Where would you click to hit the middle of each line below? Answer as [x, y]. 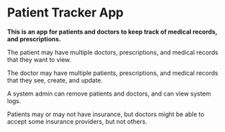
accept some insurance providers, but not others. [77, 121]
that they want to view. [39, 59]
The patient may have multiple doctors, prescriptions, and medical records [113, 52]
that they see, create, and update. [55, 80]
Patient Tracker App [65, 13]
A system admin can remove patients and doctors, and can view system [109, 93]
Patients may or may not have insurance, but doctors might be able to [106, 114]
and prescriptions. [34, 38]
